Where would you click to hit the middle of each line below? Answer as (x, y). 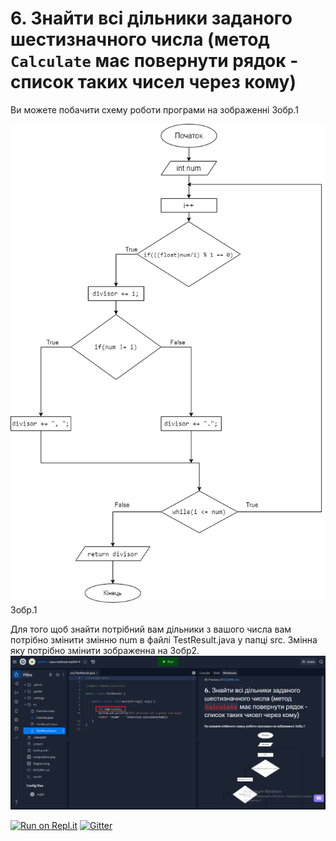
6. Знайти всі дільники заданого (151, 18)
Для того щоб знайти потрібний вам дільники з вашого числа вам (151, 629)
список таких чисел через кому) (153, 82)
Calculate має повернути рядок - (154, 61)
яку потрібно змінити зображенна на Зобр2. (105, 650)
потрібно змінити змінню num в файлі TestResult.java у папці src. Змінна (164, 639)
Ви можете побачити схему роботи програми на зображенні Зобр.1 (154, 109)
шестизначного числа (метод (140, 39)
